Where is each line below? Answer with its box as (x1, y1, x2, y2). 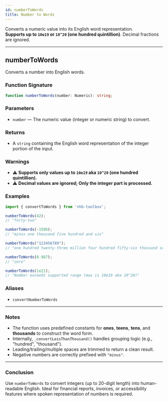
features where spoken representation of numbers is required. (5, 391, 133, 397)
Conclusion (5, 369, 34, 376)
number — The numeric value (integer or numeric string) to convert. (12, 116, 150, 122)
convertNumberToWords (12, 297, 57, 302)
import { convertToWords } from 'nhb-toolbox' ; (5, 204, 106, 209)
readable (5, 385, 23, 392)
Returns (5, 129, 25, 136)
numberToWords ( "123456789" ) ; (5, 241, 66, 246)
